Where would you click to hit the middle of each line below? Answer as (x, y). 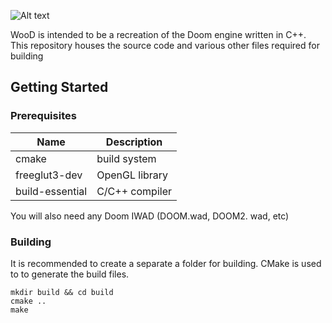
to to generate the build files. (70, 274)
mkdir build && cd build (62, 292)
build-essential (51, 191)
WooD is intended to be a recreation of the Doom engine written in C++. (158, 34)
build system (126, 158)
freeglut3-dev (49, 175)
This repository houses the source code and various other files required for (165, 45)
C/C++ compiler (134, 191)
